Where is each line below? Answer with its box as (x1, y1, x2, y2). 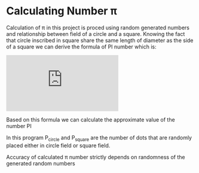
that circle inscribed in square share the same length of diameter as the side (6, 37, 194, 44)
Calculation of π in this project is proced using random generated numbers (6, 24, 190, 31)
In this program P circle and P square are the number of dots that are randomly (6, 133, 192, 142)
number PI (6, 122, 32, 129)
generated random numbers (6, 160, 76, 167)
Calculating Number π (6, 4, 118, 18)
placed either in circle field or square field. (6, 142, 111, 149)
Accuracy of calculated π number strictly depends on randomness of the (6, 153, 185, 160)
